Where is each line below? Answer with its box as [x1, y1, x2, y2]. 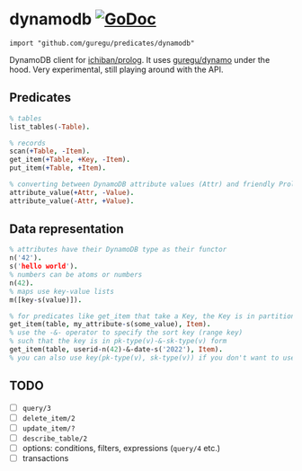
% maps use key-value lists [9, 287, 115, 296]
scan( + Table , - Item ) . [9, 147, 91, 156]
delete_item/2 [22, 413, 75, 422]
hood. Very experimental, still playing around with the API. [9, 64, 224, 75]
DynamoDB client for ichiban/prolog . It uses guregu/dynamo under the [9, 54, 271, 65]
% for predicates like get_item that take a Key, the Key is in [9, 311, 255, 321]
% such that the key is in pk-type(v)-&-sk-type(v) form [9, 337, 227, 346]
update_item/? [22, 423, 75, 433]
